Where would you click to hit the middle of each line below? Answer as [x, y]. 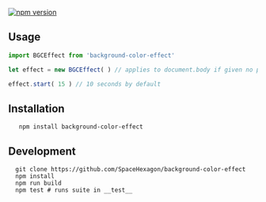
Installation [36, 108]
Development [42, 151]
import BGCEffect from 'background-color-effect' [92, 55]
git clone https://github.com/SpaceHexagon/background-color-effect [131, 170]
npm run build [38, 183]
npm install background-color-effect [81, 127]
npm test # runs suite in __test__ [74, 190]
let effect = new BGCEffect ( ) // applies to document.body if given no [131, 70]
